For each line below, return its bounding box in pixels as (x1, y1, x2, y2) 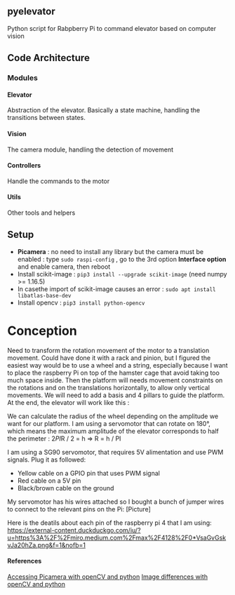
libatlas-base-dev (17, 292, 72, 299)
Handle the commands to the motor (7, 177, 110, 185)
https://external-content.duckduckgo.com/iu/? (7, 526, 142, 534)
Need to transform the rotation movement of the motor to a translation (7, 346, 210, 354)
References (7, 557, 42, 566)
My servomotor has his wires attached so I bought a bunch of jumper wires (7, 497, 224, 506)
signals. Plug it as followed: (7, 455, 86, 464)
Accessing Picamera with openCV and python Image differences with (7, 572, 208, 581)
